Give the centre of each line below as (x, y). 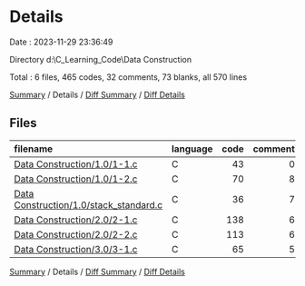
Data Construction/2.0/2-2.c (76, 234)
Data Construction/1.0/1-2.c (76, 179)
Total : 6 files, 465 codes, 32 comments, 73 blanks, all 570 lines (128, 77)
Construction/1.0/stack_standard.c (89, 204)
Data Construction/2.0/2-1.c (76, 220)
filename (34, 149)
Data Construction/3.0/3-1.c (76, 249)
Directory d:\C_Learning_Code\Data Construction (101, 59)
